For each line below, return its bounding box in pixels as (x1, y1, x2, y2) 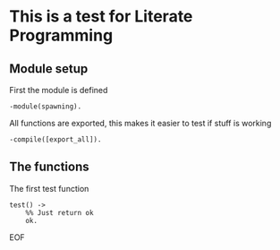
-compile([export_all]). (9, 135, 102, 144)
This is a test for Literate (9, 6, 193, 27)
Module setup (9, 61, 89, 76)
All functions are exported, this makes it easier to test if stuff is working (9, 118, 272, 128)
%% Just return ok (25, 208, 94, 217)
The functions (9, 159, 89, 175)
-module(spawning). (9, 102, 82, 111)
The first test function (9, 183, 89, 194)
